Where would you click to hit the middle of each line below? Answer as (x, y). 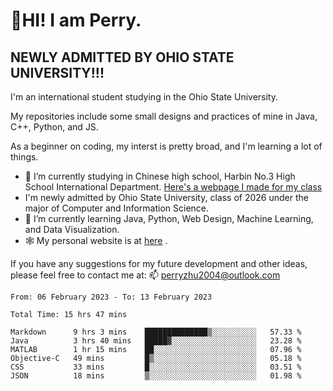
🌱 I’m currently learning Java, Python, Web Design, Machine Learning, (169, 218)
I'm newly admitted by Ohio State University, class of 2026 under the (166, 197)
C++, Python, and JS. (54, 127)
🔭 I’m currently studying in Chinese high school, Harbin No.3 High (160, 176)
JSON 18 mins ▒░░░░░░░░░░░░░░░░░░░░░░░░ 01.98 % (156, 376)
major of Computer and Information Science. (117, 208)
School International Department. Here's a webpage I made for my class (173, 187)
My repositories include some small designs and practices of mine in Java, (164, 116)
